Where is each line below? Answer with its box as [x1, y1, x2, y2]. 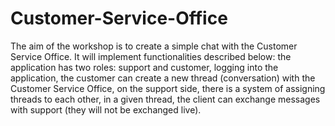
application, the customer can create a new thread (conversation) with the [10, 72, 316, 84]
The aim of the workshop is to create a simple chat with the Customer [10, 40, 298, 52]
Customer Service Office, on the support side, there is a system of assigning [10, 82, 326, 94]
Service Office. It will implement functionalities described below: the [10, 50, 292, 62]
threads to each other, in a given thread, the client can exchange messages [10, 93, 321, 105]
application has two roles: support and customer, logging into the [10, 61, 279, 73]
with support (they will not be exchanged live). [10, 103, 202, 116]
